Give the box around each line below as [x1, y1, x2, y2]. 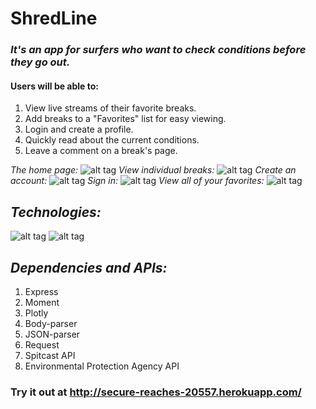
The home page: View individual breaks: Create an [10, 164, 297, 176]
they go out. [10, 55, 71, 69]
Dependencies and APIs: [10, 259, 168, 276]
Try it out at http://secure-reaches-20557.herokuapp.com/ [10, 385, 302, 399]
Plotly [24, 307, 49, 319]
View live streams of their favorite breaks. [24, 102, 197, 114]
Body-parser [24, 317, 78, 329]
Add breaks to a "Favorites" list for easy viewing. [24, 113, 227, 125]
